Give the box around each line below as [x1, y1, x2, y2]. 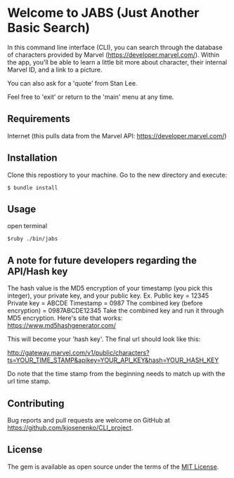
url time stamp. [7, 377, 51, 385]
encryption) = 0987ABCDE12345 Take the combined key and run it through [7, 307, 224, 315]
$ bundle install [7, 184, 58, 191]
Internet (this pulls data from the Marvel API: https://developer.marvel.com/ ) [7, 131, 227, 140]
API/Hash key [7, 265, 68, 277]
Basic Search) [7, 20, 90, 36]
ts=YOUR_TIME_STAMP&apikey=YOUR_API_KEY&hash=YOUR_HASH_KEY [7, 356, 219, 364]
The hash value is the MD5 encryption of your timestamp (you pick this [7, 284, 213, 293]
